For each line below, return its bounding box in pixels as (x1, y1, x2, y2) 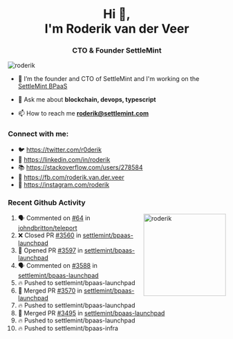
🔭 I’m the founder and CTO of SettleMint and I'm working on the (17, 75, 200, 83)
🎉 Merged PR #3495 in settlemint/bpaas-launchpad (17, 309, 165, 318)
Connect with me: (8, 129, 69, 139)
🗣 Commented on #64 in (17, 214, 91, 222)
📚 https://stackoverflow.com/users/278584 (17, 163, 143, 172)
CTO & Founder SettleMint (72, 46, 162, 55)
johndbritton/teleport (17, 224, 78, 232)
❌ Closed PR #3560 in (17, 231, 82, 239)
